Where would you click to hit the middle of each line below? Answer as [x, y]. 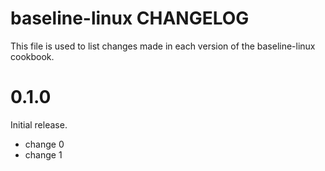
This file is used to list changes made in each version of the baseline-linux [163, 46]
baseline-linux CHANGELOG [130, 18]
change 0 [44, 144]
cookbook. [32, 56]
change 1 [43, 154]
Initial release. [39, 124]
